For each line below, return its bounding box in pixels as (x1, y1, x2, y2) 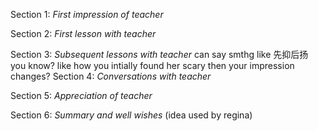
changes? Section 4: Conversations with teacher (10, 70, 212, 82)
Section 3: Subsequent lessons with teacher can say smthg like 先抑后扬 (10, 49, 309, 60)
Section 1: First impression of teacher (10, 9, 164, 20)
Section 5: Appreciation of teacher (10, 90, 153, 101)
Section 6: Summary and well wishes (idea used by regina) (10, 109, 253, 121)
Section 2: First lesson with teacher (10, 28, 157, 39)
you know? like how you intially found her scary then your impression (10, 60, 295, 71)
